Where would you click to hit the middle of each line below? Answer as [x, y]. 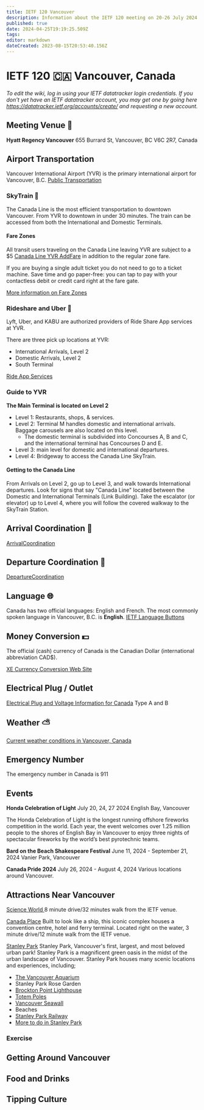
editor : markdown [28, 40]
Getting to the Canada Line [41, 470]
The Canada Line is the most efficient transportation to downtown [89, 209]
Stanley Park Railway [41, 1016]
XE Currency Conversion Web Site [49, 669]
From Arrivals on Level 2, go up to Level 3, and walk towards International [98, 483]
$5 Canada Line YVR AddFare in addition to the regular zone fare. [88, 256]
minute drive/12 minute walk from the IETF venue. [69, 934]
